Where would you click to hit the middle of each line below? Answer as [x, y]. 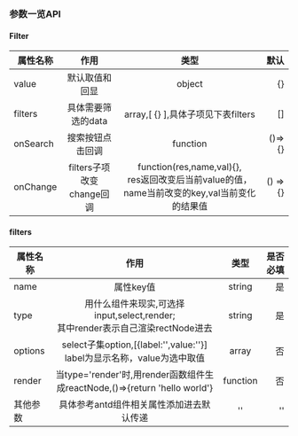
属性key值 [135, 287]
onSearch [34, 144]
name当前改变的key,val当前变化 [190, 193]
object [189, 84]
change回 [90, 194]
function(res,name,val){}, [189, 167]
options [29, 351]
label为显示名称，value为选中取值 [135, 358]
